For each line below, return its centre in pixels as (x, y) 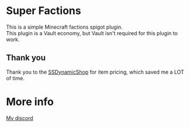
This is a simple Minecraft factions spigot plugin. (64, 27)
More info (30, 102)
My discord (20, 118)
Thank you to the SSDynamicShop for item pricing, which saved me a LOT (95, 72)
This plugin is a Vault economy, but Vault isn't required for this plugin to (92, 33)
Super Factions (44, 11)
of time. (15, 78)
